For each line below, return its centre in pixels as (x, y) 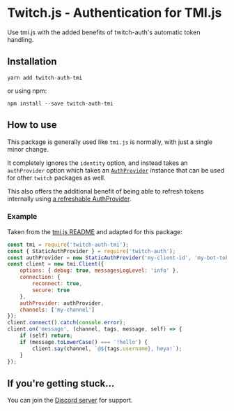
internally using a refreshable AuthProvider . (69, 199)
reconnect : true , (57, 284)
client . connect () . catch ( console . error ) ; (67, 323)
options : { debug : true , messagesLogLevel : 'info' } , (99, 271)
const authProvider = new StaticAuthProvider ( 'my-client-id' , (99, 258)
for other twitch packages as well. (56, 178)
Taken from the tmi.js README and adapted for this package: (95, 231)
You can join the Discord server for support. (70, 401)
